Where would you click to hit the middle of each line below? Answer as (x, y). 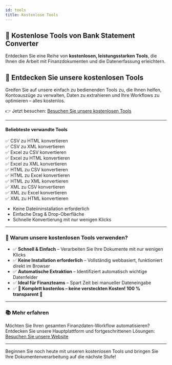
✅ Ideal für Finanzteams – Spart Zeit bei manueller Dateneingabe (82, 282)
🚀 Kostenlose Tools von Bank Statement (70, 36)
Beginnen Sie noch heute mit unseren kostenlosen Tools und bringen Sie (82, 351)
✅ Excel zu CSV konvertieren (36, 152)
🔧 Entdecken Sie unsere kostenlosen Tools (74, 77)
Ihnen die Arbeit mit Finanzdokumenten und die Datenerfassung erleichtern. (85, 62)
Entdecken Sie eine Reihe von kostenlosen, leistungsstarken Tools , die (81, 56)
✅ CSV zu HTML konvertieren (37, 141)
